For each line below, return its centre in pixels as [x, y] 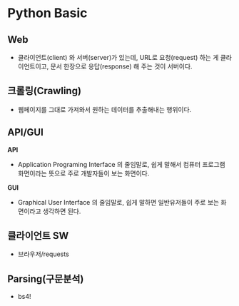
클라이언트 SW [38, 236]
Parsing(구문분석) [46, 279]
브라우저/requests [43, 254]
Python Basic [47, 13]
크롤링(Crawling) [45, 91]
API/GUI [26, 132]
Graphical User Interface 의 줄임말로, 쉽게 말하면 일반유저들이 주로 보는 [118, 202]
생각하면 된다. [62, 211]
